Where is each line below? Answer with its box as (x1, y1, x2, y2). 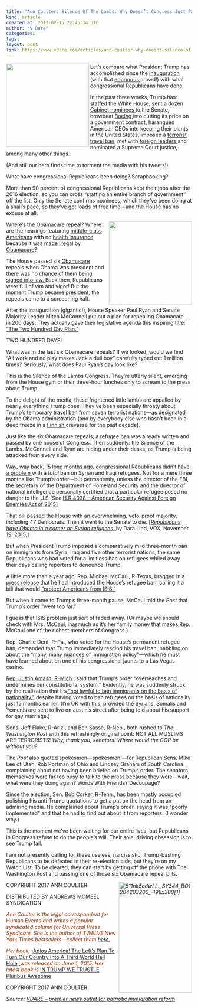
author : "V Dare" (6, 25, 49, 31)
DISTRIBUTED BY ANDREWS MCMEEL (6, 893, 100, 900)
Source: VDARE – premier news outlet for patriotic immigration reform (6, 995, 176, 1002)
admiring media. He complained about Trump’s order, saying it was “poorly (6, 803, 187, 810)
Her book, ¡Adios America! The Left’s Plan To (6, 947, 115, 954)
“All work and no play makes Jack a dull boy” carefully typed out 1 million (6, 354, 183, 361)
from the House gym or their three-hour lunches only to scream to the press (6, 379, 191, 386)
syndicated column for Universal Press (6, 923, 101, 930)
